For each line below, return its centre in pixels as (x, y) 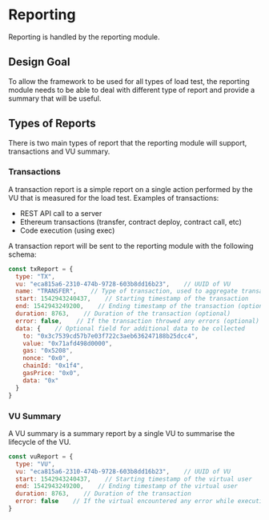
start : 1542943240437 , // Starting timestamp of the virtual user (134, 479)
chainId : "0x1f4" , (53, 366)
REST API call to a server (61, 213)
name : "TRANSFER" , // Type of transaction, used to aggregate (127, 291)
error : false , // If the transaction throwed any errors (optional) (138, 321)
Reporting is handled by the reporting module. (84, 37)
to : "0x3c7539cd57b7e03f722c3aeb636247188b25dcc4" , (110, 336)
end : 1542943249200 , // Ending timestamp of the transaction (125, 306)
